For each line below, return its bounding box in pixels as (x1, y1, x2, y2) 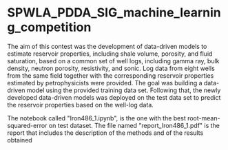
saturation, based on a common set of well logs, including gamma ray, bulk (7, 56, 220, 65)
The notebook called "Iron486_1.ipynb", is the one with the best (7, 114, 186, 122)
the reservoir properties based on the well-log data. (7, 100, 154, 109)
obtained (7, 136, 32, 144)
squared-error (7, 121, 48, 129)
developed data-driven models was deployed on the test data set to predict (7, 93, 221, 101)
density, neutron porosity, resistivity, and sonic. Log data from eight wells (7, 64, 215, 72)
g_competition (7, 19, 92, 35)
